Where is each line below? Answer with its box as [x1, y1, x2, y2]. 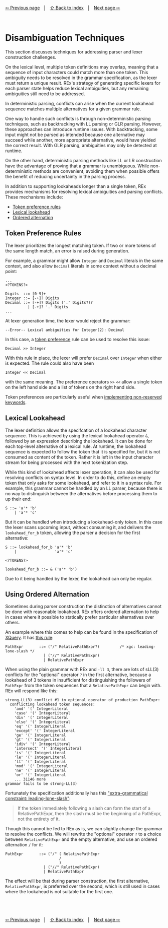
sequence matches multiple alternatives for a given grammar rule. [5, 106, 141, 112]
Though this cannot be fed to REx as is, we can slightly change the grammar [5, 826, 163, 832]
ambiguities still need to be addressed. [5, 91, 85, 97]
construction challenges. [5, 54, 57, 60]
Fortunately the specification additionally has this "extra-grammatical [5, 790, 148, 796]
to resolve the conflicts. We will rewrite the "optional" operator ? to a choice [5, 831, 161, 837]
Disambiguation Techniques [5, 32, 125, 44]
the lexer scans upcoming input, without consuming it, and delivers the [5, 524, 151, 530]
